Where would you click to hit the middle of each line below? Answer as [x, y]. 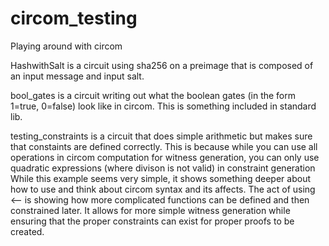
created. [27, 231]
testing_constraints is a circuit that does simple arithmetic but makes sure [161, 136]
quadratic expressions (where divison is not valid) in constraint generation [163, 168]
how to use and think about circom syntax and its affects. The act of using [163, 189]
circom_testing [74, 18]
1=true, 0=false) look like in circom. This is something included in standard [163, 106]
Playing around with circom [66, 46]
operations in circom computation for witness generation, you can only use [165, 157]
